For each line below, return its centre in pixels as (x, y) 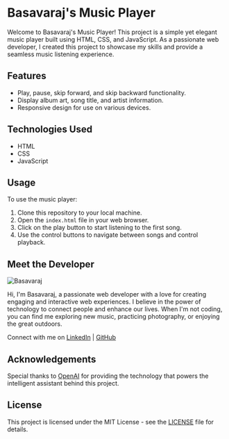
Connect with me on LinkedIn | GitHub (62, 338)
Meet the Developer (51, 264)
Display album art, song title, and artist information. (90, 100)
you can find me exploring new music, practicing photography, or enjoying (113, 317)
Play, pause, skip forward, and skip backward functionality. (101, 92)
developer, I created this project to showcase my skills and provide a (105, 47)
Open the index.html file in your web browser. (83, 220)
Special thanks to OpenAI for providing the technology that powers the (108, 376)
